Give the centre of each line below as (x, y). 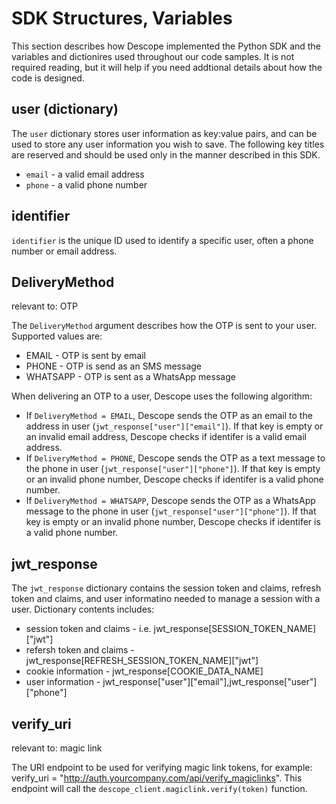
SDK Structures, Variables (122, 18)
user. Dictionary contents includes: (83, 609)
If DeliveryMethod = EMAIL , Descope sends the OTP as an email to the (169, 416)
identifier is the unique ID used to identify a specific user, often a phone (162, 240)
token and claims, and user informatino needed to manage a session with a (166, 599)
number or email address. (64, 251)
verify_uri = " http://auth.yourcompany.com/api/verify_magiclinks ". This (157, 778)
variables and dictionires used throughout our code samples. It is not (153, 56)
